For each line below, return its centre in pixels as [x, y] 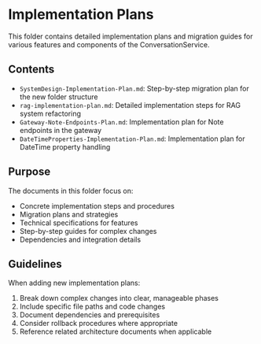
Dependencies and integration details [80, 239]
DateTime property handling [65, 146]
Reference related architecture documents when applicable [116, 331]
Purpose [29, 172]
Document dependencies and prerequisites [90, 315]
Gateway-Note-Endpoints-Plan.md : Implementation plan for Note [121, 122]
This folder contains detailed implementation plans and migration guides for [130, 36]
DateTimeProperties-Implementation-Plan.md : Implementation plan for [132, 139]
